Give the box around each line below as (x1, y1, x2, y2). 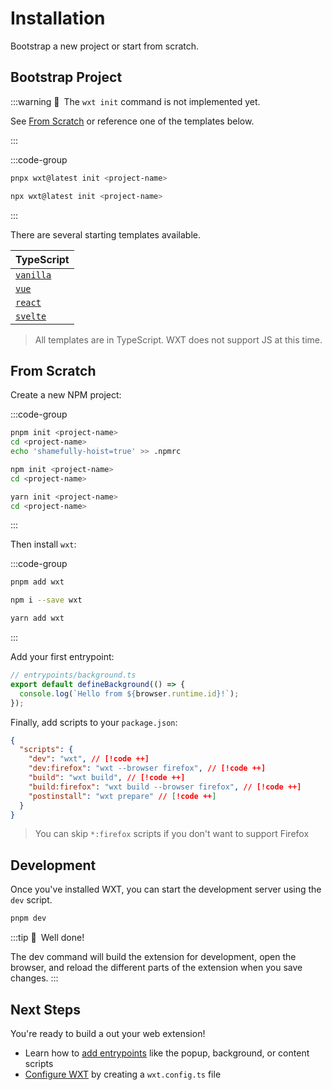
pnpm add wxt (10, 577, 65, 587)
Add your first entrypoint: (10, 651, 115, 663)
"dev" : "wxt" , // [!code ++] (28, 754, 150, 764)
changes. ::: (10, 972, 59, 984)
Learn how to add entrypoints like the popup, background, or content (24, 1047, 310, 1059)
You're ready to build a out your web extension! (10, 1027, 206, 1039)
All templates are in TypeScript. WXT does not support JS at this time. (34, 333, 323, 346)
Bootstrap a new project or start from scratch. (10, 40, 200, 52)
